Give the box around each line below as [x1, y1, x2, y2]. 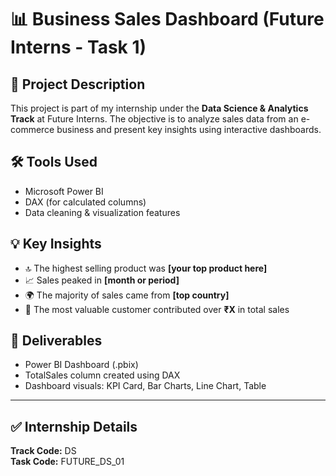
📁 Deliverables [10, 332, 103, 350]
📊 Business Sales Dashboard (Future [10, 8, 325, 31]
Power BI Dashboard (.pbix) [24, 359, 139, 371]
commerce [10, 124, 55, 135]
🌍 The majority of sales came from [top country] [24, 289, 230, 301]
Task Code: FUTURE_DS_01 [10, 456, 125, 468]
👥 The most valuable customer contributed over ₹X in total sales [24, 303, 290, 315]
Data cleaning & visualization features [24, 206, 181, 218]
